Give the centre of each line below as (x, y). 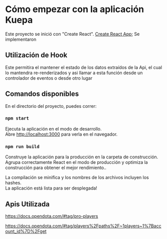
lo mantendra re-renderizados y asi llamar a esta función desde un (74, 73)
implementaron (21, 39)
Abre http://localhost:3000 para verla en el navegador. (61, 134)
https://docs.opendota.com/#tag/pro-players (52, 216)
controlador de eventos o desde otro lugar (49, 78)
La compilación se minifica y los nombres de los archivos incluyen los (77, 177)
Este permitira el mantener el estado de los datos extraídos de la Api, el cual (83, 67)
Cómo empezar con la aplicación (75, 9)
